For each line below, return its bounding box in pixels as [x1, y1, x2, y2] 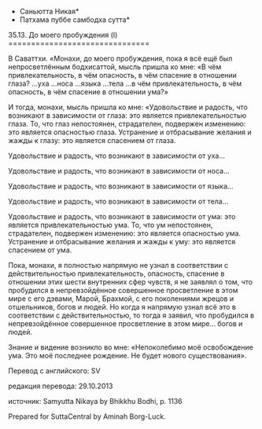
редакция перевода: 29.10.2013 [8, 381, 113, 390]
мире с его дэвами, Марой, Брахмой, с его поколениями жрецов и [8, 294, 234, 303]
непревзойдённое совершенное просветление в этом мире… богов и [8, 319, 243, 328]
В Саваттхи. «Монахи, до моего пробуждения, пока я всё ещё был [8, 54, 233, 63]
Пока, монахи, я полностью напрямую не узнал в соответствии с [8, 261, 229, 269]
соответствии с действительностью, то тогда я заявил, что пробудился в [8, 310, 255, 320]
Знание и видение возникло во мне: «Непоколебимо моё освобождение [8, 343, 253, 352]
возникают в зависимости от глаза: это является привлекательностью [8, 111, 247, 120]
